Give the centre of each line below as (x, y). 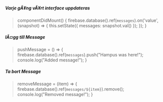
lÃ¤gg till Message (25, 37)
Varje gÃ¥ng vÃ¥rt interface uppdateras (48, 8)
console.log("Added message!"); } (52, 60)
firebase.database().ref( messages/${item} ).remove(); (71, 89)
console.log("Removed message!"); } (55, 94)
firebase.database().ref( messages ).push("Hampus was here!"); (80, 54)
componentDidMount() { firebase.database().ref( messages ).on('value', (88, 20)
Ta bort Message (23, 71)
